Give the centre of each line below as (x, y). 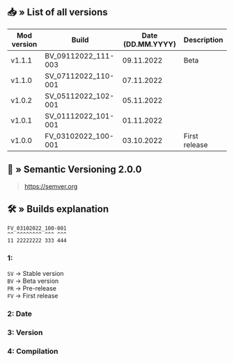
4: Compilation (33, 351)
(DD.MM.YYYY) (149, 44)
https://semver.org (51, 186)
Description (203, 40)
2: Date (20, 314)
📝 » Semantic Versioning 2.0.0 (75, 170)
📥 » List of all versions (57, 12)
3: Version (25, 332)
